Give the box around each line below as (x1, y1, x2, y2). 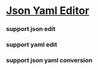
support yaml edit (6, 41, 57, 49)
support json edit (6, 25, 56, 33)
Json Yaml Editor (6, 4, 89, 17)
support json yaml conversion (6, 56, 93, 64)
